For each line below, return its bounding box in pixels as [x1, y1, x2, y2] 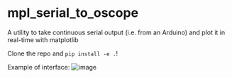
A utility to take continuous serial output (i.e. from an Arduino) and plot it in [7, 28, 226, 37]
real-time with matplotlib [7, 35, 79, 44]
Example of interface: [7, 63, 70, 71]
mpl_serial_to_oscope [7, 5, 139, 21]
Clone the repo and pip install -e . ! [7, 49, 118, 58]
